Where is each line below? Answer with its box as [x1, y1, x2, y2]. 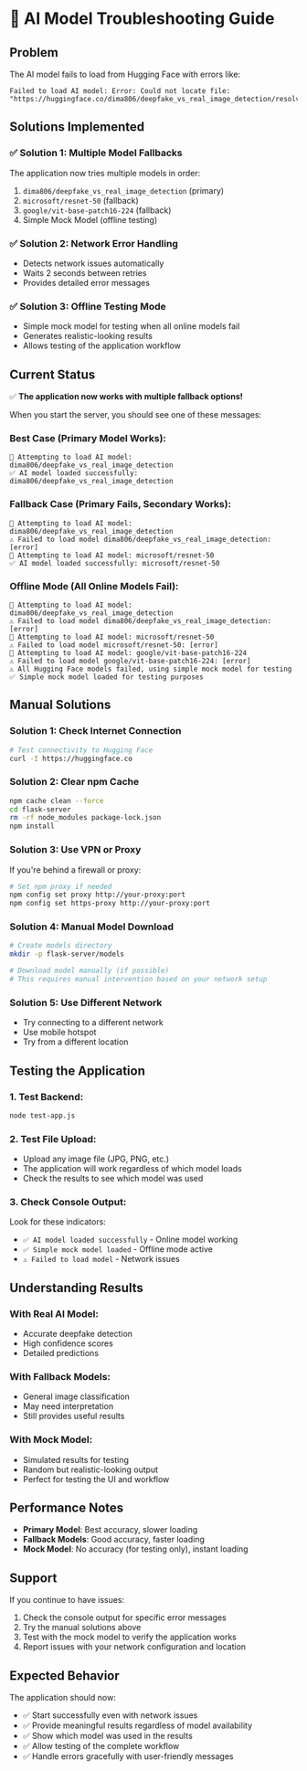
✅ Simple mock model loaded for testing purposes [9, 672, 204, 682]
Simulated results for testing [22, 1454, 130, 1465]
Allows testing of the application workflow [22, 340, 181, 351]
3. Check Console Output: [9, 1196, 127, 1209]
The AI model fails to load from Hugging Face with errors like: [9, 69, 240, 80]
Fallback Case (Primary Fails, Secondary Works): [9, 498, 231, 511]
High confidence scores [22, 1338, 114, 1349]
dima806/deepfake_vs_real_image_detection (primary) [22, 185, 225, 196]
